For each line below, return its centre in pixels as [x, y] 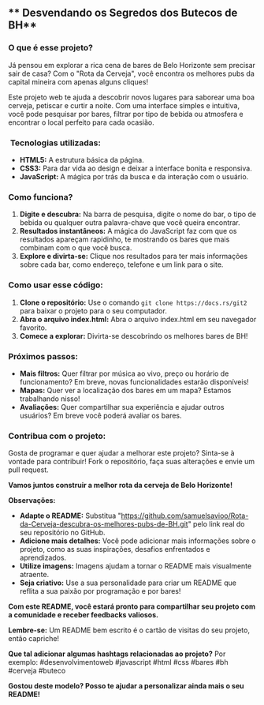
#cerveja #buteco [37, 671]
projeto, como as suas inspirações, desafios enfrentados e [115, 549]
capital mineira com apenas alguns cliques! [78, 81]
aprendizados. [43, 558]
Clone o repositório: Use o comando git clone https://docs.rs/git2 [133, 302]
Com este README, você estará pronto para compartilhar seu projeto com [132, 606]
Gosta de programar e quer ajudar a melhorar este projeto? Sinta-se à [121, 453]
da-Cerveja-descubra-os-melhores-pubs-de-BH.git [104, 524]
